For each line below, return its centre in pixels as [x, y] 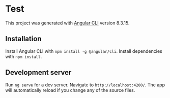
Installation [23, 39]
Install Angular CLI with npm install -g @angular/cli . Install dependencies [84, 51]
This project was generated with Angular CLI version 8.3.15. [67, 23]
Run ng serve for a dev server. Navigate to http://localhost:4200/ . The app [85, 85]
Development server [38, 72]
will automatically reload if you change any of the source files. [70, 90]
